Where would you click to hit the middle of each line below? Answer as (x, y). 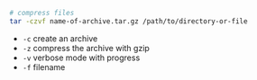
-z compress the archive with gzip (86, 48)
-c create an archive (60, 38)
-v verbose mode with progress (81, 58)
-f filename (44, 67)
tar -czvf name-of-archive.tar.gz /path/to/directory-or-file (128, 21)
